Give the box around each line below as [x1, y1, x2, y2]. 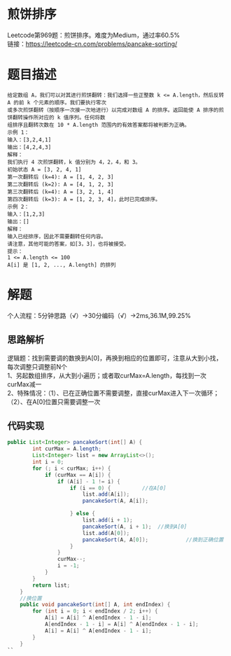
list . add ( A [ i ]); [82, 491, 130, 498]
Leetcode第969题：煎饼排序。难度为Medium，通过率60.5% [7, 31, 181, 39]
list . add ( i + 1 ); [82, 517, 133, 524]
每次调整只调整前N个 [7, 362, 68, 371]
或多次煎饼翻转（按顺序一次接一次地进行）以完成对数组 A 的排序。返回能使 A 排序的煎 [7, 106, 224, 113]
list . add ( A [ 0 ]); [82, 529, 130, 536]
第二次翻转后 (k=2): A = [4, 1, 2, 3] [7, 181, 114, 188]
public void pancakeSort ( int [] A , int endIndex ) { [20, 601, 171, 608]
